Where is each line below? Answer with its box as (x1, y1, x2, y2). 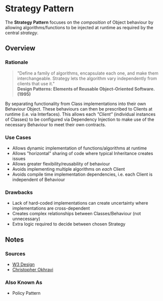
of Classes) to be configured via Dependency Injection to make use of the (5, 116, 155, 122)
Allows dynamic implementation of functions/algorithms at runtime (12, 145, 147, 151)
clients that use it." (17, 80, 55, 86)
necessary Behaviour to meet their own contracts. (5, 121, 107, 127)
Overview (5, 44, 36, 52)
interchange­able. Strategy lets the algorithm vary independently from (17, 75, 157, 81)
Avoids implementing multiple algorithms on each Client (12, 166, 125, 172)
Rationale (5, 59, 28, 66)
